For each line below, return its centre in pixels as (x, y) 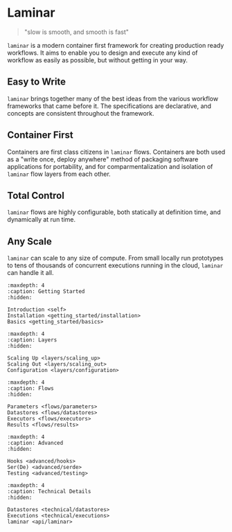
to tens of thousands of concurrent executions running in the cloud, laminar (115, 265)
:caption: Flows (30, 389)
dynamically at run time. (42, 220)
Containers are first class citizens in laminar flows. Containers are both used (116, 152)
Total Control (36, 195)
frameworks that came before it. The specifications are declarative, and (109, 106)
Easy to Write (37, 82)
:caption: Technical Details (49, 492)
